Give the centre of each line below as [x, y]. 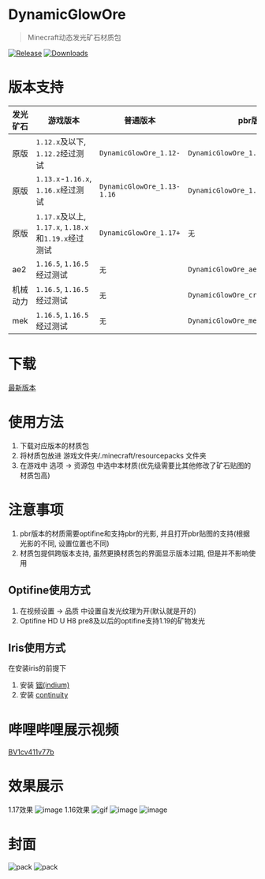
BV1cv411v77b [31, 752]
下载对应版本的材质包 [54, 445]
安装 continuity [44, 695]
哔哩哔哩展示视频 [64, 729]
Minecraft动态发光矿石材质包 [74, 37]
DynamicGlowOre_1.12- [140, 153]
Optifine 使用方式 [49, 591]
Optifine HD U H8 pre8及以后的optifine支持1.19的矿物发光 [112, 620]
